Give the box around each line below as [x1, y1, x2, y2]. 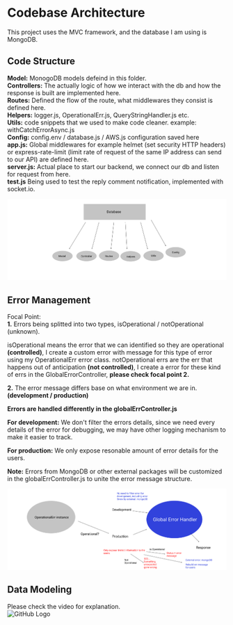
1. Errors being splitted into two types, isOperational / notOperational [7, 320, 204, 328]
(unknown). [7, 327, 40, 336]
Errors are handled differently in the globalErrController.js [7, 405, 177, 413]
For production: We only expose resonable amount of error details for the [7, 446, 219, 455]
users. [7, 454, 26, 462]
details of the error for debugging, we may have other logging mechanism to [7, 425, 226, 434]
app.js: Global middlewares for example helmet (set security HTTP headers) [7, 140, 226, 149]
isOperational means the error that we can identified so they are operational [7, 341, 225, 349]
